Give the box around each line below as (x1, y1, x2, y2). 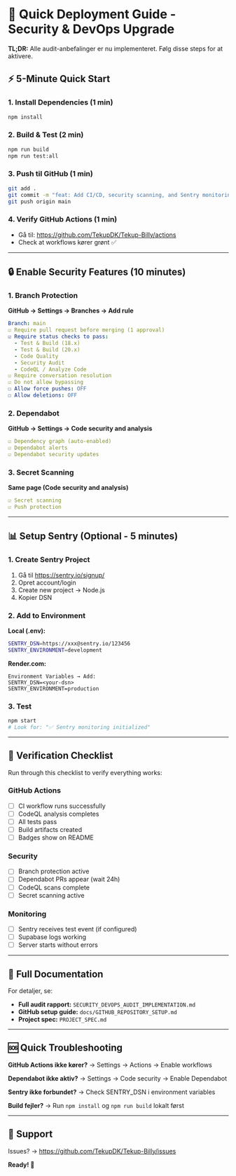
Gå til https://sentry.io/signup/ (18, 570, 105, 579)
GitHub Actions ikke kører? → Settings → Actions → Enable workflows (8, 1060, 212, 1069)
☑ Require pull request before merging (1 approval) (8, 327, 165, 334)
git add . (8, 185, 37, 192)
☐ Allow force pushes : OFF (8, 385, 87, 392)
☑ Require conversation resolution (8, 372, 112, 379)
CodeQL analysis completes (18, 809, 99, 818)
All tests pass (18, 817, 57, 826)
